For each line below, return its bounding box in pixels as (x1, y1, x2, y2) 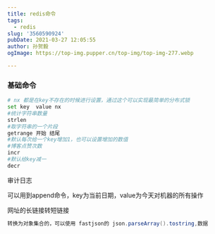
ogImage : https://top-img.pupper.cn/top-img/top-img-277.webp (7, 50, 194, 57)
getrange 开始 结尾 (7, 130, 61, 137)
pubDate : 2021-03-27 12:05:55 (7, 37, 97, 44)
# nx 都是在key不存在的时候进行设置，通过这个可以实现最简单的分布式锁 (7, 97, 190, 104)
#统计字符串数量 (7, 110, 48, 117)
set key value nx (7, 104, 61, 111)
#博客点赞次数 (7, 142, 42, 150)
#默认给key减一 (7, 156, 47, 163)
